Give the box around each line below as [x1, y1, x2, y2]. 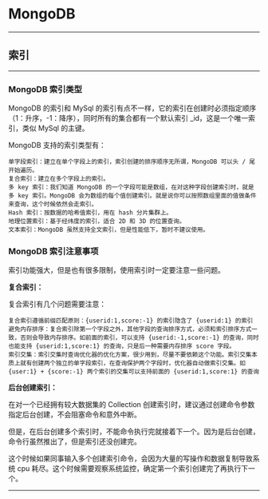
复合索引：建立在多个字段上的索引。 [8, 175, 110, 183]
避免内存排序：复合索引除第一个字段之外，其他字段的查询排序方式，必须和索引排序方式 [8, 325, 252, 333]
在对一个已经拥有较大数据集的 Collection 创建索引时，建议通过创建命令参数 [8, 400, 255, 409]
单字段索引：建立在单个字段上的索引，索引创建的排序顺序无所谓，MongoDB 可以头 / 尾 [8, 158, 255, 166]
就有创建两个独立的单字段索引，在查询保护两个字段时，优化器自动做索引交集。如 [19, 359, 246, 368]
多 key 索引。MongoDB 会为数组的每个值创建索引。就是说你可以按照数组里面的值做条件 [8, 192, 257, 200]
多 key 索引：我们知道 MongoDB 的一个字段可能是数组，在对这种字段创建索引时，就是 [8, 183, 254, 192]
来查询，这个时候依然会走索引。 [8, 201, 98, 209]
